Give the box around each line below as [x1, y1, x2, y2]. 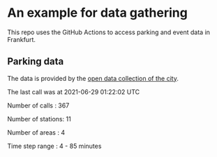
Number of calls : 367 [7, 101, 70, 110]
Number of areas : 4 [7, 128, 65, 137]
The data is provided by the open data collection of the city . [7, 74, 179, 82]
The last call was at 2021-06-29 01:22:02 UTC [7, 87, 140, 96]
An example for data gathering [7, 5, 188, 21]
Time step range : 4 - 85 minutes [7, 142, 102, 150]
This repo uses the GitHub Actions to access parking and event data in [7, 28, 211, 36]
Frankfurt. [7, 35, 36, 43]
